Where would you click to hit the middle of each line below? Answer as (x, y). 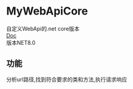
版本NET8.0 (21, 42)
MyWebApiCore (47, 11)
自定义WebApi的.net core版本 (43, 28)
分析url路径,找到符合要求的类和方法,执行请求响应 (67, 79)
